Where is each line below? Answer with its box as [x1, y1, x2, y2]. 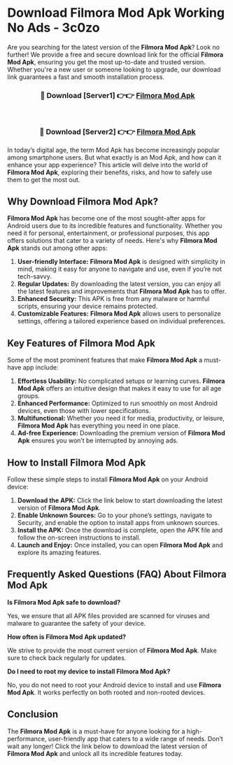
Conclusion [7, 708, 59, 720]
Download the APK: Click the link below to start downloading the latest [17, 496, 223, 505]
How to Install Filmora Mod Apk [7, 456, 146, 468]
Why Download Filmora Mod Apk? [7, 195, 159, 207]
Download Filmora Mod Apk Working [7, 5, 225, 21]
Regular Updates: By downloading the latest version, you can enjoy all [17, 280, 221, 288]
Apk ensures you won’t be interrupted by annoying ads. [17, 436, 178, 445]
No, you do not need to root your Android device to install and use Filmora [7, 680, 222, 689]
